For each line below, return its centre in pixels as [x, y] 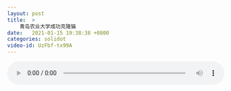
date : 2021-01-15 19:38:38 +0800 [58, 33]
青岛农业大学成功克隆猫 [48, 26]
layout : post [26, 13]
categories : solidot [37, 39]
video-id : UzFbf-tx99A [40, 45]
